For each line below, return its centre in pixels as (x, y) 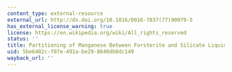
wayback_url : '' (30, 58)
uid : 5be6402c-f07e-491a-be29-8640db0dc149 (71, 52)
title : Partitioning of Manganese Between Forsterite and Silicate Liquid (117, 45)
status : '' (23, 39)
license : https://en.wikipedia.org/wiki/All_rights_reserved (97, 33)
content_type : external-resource (55, 13)
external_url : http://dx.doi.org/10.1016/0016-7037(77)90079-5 (100, 20)
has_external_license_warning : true (60, 26)
